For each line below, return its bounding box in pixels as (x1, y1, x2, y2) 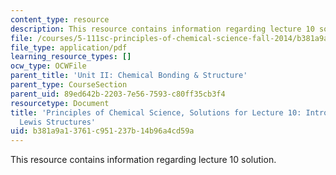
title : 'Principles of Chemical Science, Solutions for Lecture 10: (10, 107, 302, 118)
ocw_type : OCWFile (10, 61, 87, 71)
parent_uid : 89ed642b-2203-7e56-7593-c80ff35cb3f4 (10, 89, 226, 99)
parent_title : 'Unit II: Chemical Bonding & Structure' (10, 71, 248, 81)
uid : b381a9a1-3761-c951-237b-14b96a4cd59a (10, 126, 195, 136)
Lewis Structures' (19, 117, 97, 127)
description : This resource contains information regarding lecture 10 (10, 24, 315, 34)
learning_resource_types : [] (10, 52, 132, 62)
